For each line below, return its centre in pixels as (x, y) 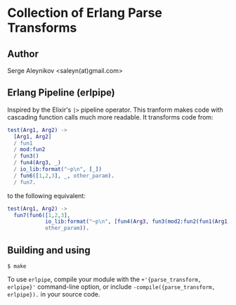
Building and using (49, 250)
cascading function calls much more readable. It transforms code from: (110, 117)
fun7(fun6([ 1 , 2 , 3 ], (42, 215)
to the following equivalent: (46, 195)
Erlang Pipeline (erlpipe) (61, 93)
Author (23, 54)
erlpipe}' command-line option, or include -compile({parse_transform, (111, 287)
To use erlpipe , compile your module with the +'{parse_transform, (104, 279)
